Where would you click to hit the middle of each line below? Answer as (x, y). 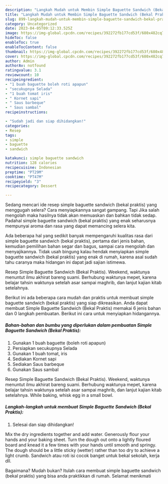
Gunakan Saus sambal (35, 370)
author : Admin (20, 61)
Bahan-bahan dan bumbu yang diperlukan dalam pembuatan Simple (78, 325)
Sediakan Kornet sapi (34, 359)
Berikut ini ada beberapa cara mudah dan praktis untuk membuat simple (79, 298)
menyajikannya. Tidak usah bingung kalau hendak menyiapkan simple (77, 252)
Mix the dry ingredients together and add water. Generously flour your (77, 434)
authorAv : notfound (25, 66)
